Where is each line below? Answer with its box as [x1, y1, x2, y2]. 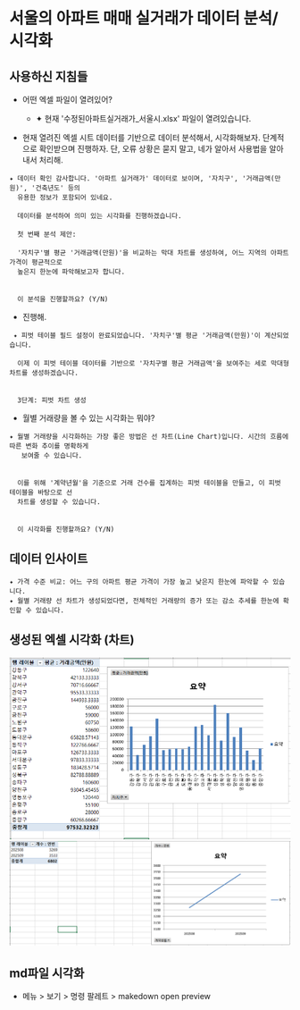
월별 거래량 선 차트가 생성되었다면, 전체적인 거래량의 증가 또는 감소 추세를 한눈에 [17, 596, 279, 605]
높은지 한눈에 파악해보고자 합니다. [17, 267, 126, 276]
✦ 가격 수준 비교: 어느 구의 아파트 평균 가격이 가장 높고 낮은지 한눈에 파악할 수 [9, 577, 270, 586]
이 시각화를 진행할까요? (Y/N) [17, 525, 115, 534]
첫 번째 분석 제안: [17, 230, 77, 239]
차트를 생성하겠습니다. [9, 368, 79, 377]
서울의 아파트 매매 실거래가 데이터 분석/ [9, 8, 279, 29]
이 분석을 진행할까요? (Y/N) [17, 295, 109, 304]
